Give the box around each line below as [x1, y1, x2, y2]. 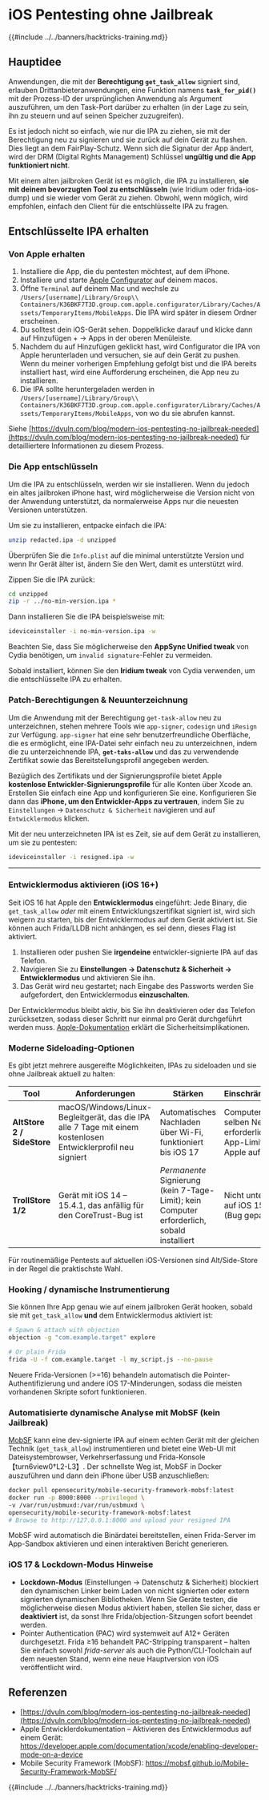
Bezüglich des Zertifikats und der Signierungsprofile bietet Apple [8, 771, 223, 781]
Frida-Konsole [159, 1452, 206, 1462]
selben [223, 1116, 250, 1128]
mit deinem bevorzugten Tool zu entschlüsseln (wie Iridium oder [8, 184, 226, 194]
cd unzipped [8, 590, 48, 598]
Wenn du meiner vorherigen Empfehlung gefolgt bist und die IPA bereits [19, 359, 258, 369]
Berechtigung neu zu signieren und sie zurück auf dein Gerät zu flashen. [8, 135, 248, 144]
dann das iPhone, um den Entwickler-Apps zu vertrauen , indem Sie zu [8, 796, 244, 806]
